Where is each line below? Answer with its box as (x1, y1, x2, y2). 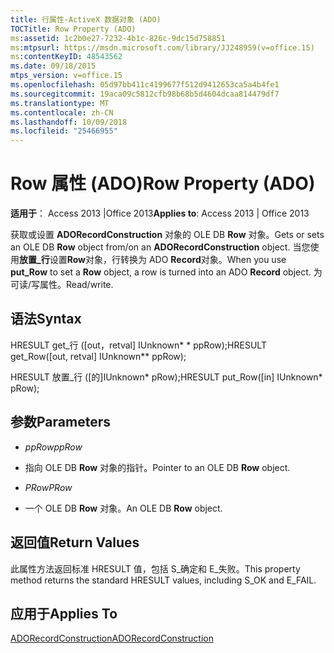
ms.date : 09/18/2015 (10, 61, 97, 71)
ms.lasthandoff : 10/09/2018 (10, 117, 128, 127)
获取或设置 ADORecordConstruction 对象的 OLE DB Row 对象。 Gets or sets (10, 229, 325, 241)
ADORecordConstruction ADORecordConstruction (10, 632, 214, 645)
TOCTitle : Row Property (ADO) (10, 24, 137, 34)
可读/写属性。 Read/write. (10, 279, 114, 291)
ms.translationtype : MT (10, 98, 110, 108)
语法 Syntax (10, 311, 82, 328)
